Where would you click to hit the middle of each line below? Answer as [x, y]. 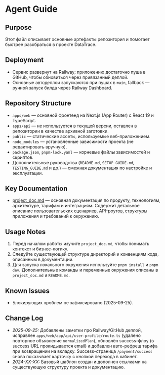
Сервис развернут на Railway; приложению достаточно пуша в [79, 72]
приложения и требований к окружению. [56, 216]
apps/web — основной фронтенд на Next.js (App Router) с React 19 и [83, 115]
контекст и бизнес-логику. [40, 249]
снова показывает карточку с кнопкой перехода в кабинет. [75, 356]
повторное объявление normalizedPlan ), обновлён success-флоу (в [83, 340]
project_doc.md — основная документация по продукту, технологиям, [86, 200]
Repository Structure [38, 103]
